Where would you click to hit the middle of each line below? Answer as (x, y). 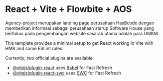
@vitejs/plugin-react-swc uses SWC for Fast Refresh (67, 73)
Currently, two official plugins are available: (50, 58)
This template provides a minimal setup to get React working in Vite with (79, 43)
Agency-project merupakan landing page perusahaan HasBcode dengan (80, 23)
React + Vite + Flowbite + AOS (69, 9)
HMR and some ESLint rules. (34, 48)
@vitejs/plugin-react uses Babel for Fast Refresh (62, 68)
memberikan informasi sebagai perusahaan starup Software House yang (80, 28)
